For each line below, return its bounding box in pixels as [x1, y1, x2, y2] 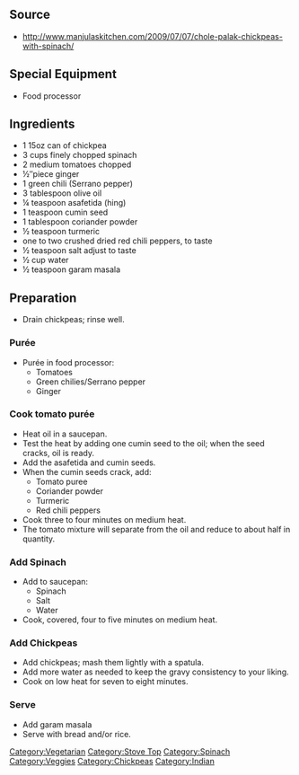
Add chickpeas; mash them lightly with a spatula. [22, 657, 205, 668]
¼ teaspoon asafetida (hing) [22, 198, 127, 208]
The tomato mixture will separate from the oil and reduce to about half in [22, 524, 291, 534]
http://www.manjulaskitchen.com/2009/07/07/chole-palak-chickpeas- [22, 31, 283, 41]
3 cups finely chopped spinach [22, 150, 137, 161]
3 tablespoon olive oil [22, 188, 102, 198]
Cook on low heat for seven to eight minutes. [22, 676, 189, 687]
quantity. [22, 533, 56, 544]
